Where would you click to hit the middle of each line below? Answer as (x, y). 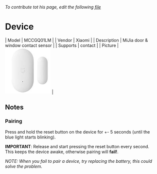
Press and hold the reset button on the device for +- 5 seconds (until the (78, 132)
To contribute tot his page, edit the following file (53, 7)
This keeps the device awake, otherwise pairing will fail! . (62, 152)
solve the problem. (24, 166)
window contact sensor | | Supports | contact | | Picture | (62, 45)
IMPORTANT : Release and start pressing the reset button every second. (77, 146)
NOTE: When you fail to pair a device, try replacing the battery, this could (78, 161)
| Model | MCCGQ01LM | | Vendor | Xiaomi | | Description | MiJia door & (77, 40)
